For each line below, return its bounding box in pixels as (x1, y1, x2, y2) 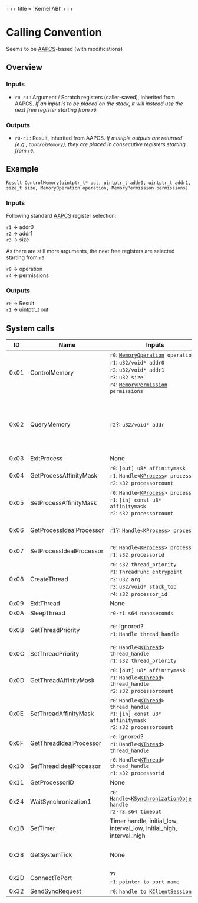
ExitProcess (30, 454, 63, 463)
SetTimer (30, 824, 56, 833)
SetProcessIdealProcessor (30, 547, 104, 555)
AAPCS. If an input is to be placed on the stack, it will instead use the (14, 100, 183, 107)
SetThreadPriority (30, 650, 80, 658)
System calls (6, 323, 55, 333)
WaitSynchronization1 (30, 798, 91, 806)
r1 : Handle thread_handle (110, 630, 180, 638)
